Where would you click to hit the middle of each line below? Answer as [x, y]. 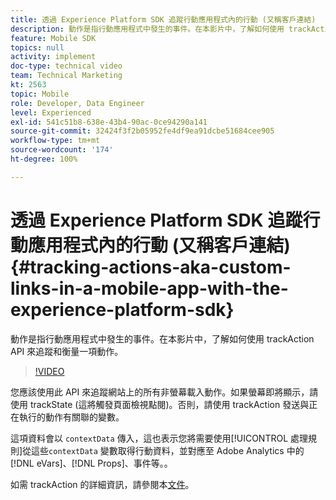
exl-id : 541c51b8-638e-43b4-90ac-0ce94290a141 [109, 122]
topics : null [37, 47]
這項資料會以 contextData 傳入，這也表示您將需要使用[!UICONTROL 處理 [159, 438]
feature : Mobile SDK [53, 38]
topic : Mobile [40, 94]
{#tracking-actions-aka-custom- [151, 267]
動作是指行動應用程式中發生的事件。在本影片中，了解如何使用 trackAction [162, 338]
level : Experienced [51, 112]
